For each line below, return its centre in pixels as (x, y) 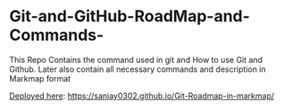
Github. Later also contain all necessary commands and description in (138, 69)
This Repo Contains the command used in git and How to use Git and (136, 59)
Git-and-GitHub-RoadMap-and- (129, 16)
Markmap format (40, 78)
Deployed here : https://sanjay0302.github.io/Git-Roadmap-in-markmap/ (142, 96)
